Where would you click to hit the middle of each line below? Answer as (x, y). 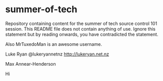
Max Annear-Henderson (31, 64)
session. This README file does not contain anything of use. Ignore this (80, 29)
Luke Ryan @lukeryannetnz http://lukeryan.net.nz (57, 54)
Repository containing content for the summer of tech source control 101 (81, 23)
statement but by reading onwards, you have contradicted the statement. (82, 34)
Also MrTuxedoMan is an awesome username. (54, 44)
